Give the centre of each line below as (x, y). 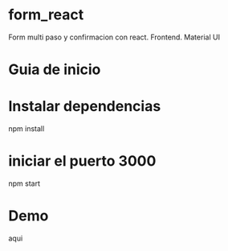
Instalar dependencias (85, 107)
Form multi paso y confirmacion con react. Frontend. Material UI (114, 37)
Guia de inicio (55, 70)
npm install (26, 129)
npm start (24, 183)
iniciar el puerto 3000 (82, 161)
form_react (46, 15)
